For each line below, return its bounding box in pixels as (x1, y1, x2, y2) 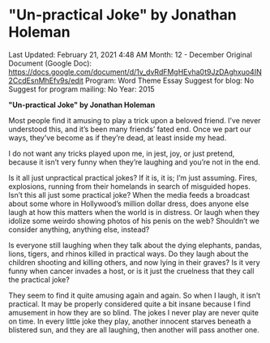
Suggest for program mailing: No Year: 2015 (8, 84, 156, 94)
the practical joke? (8, 274, 71, 285)
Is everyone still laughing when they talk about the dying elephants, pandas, (8, 240, 262, 250)
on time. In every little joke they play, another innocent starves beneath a (8, 316, 251, 326)
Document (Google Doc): (8, 58, 92, 68)
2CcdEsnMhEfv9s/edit (8, 75, 84, 85)
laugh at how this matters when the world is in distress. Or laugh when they (8, 207, 260, 217)
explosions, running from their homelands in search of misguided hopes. (8, 181, 251, 191)
